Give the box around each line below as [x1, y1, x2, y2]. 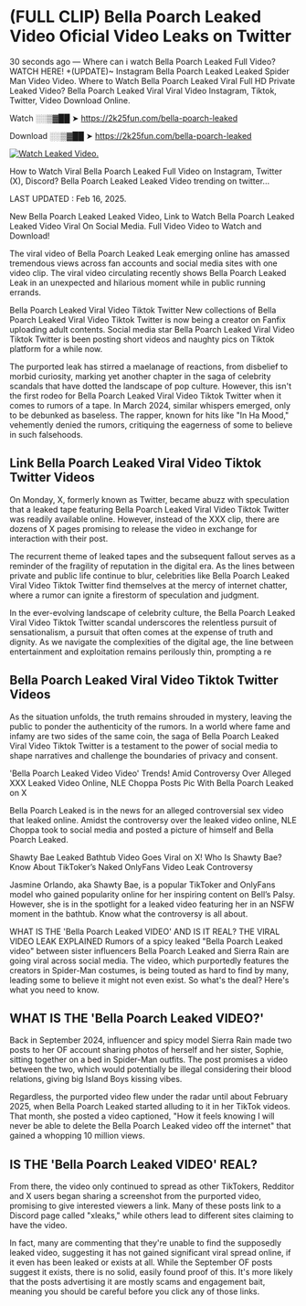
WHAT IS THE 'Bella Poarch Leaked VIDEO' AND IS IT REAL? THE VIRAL [9, 926, 280, 937]
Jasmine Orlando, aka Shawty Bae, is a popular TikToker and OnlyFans [9, 879, 276, 890]
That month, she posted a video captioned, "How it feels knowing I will [9, 1110, 275, 1121]
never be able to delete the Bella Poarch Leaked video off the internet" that [9, 1120, 291, 1131]
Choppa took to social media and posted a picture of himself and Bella [9, 824, 274, 835]
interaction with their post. [9, 533, 109, 544]
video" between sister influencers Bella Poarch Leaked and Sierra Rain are [9, 945, 290, 956]
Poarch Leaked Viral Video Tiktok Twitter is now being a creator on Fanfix [9, 313, 286, 325]
